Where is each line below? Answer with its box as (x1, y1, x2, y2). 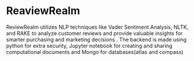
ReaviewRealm (6, 4, 80, 18)
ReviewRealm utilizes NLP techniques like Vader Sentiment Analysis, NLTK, (6, 23, 189, 30)
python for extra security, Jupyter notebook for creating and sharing (6, 42, 173, 49)
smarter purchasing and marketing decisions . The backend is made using (6, 36, 187, 43)
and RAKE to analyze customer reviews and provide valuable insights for (6, 29, 183, 36)
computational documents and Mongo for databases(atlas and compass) (6, 48, 184, 55)
